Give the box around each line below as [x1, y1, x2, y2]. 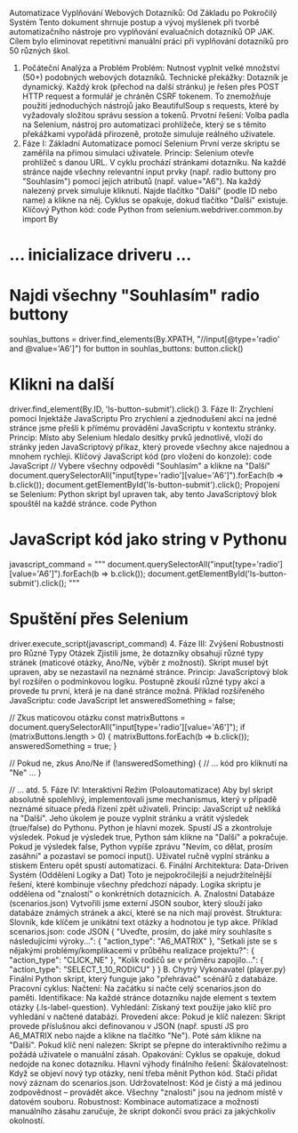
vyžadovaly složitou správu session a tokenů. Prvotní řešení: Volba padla [21, 110, 289, 120]
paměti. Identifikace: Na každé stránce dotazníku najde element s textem [9, 992, 277, 1003]
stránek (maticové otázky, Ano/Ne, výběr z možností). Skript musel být [9, 657, 269, 668]
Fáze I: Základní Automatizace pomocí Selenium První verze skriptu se [21, 138, 280, 149]
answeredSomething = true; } [9, 740, 117, 751]
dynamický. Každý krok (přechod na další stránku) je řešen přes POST [21, 82, 280, 92]
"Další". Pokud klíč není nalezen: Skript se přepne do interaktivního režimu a [9, 1040, 287, 1050]
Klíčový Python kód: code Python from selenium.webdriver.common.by [21, 205, 283, 214]
